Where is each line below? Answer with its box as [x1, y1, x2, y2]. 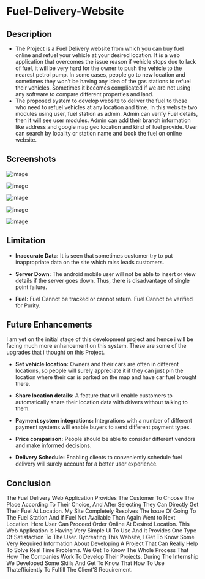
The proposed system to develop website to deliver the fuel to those [15, 97, 188, 104]
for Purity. [15, 302, 41, 309]
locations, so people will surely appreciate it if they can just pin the [15, 367, 184, 375]
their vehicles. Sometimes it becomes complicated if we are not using [15, 84, 191, 91]
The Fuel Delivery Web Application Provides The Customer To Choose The [6, 494, 195, 502]
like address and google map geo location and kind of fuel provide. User [15, 123, 198, 130]
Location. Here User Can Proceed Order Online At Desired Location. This [6, 520, 190, 528]
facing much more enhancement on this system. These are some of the [6, 342, 187, 350]
